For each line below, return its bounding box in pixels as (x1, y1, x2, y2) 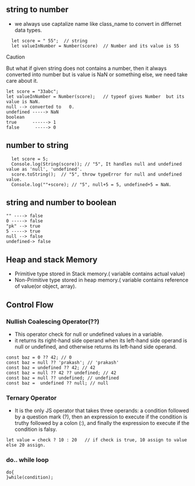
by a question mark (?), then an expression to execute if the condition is (14, 413, 187, 420)
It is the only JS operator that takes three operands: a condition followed (14, 407, 189, 414)
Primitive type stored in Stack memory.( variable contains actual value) (14, 270, 186, 278)
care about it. (6, 77, 38, 84)
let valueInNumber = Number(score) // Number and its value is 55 (11, 43, 180, 49)
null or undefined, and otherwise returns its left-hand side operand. (14, 343, 177, 350)
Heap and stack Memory (6, 255, 98, 265)
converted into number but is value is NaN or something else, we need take (6, 70, 188, 78)
